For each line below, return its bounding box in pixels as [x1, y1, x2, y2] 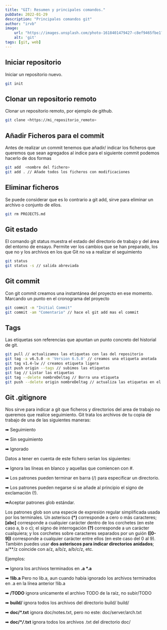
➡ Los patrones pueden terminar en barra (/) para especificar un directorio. [5, 475, 160, 481]
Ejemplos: [5, 556, 26, 562]
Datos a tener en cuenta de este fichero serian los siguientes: [5, 456, 131, 462]
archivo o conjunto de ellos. [5, 202, 62, 208]
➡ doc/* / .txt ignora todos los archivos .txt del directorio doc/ [5, 619, 131, 625]
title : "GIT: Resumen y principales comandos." [5, 7, 106, 12]
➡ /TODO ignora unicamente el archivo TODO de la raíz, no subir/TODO [5, 590, 152, 596]
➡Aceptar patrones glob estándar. [5, 500, 76, 505]
